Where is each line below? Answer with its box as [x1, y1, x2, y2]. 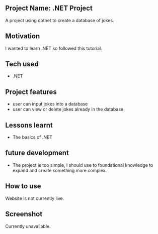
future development [5, 149, 69, 157]
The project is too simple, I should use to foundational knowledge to [12, 162, 153, 168]
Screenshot [5, 210, 43, 218]
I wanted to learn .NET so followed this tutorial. [5, 45, 102, 51]
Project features [5, 87, 57, 96]
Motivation [5, 32, 40, 41]
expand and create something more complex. [12, 167, 107, 173]
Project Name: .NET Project [5, 4, 93, 13]
